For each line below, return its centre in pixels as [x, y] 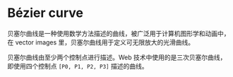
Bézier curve [45, 13]
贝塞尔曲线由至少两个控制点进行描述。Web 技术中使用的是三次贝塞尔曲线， [117, 57]
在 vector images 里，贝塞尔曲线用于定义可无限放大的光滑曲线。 [101, 42]
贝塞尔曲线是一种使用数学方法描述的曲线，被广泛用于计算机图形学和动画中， [119, 33]
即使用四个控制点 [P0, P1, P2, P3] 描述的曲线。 [78, 66]
